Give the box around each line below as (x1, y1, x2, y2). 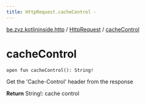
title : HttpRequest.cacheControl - (6, 9, 97, 15)
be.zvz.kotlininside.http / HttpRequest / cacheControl (6, 26, 140, 33)
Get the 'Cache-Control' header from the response (6, 77, 134, 85)
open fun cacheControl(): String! (6, 67, 94, 73)
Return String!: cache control (6, 90, 80, 97)
